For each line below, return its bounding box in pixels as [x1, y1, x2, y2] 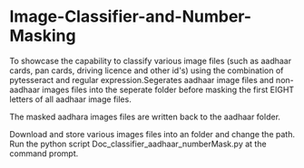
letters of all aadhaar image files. [9, 93, 132, 105]
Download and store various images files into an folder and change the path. [9, 128, 295, 139]
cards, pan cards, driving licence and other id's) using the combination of [9, 65, 284, 76]
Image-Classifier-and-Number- [9, 6, 252, 27]
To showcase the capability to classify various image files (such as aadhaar [9, 55, 292, 66]
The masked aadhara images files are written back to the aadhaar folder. [9, 111, 281, 122]
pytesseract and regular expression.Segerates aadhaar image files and [9, 74, 274, 85]
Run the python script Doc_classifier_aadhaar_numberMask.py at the [9, 138, 267, 149]
